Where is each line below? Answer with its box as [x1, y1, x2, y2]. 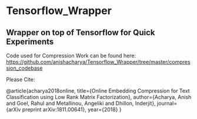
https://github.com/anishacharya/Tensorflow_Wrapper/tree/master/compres [6, 59, 191, 65]
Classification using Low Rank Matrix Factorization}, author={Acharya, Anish [6, 94, 192, 100]
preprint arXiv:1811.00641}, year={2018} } [22, 106, 122, 113]
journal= [156, 100, 178, 107]
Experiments [6, 36, 54, 46]
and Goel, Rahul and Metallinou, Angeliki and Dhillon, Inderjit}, [6, 100, 156, 107]
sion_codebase [6, 64, 43, 72]
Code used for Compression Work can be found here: [6, 52, 136, 59]
